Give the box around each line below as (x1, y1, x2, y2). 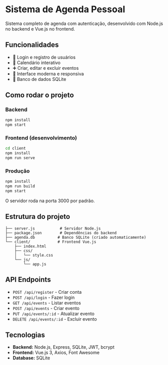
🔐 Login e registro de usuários (12, 54, 76, 60)
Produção (5, 167, 30, 175)
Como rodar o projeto (5, 91, 74, 100)
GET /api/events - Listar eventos (12, 299, 81, 306)
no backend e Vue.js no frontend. (5, 25, 75, 32)
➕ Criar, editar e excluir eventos (12, 65, 79, 71)
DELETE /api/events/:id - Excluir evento (12, 316, 97, 322)
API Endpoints (5, 275, 51, 284)
